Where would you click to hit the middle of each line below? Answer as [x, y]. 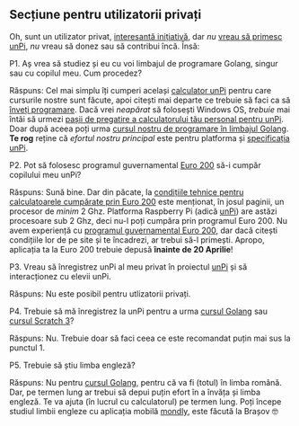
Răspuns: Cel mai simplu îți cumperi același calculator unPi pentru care [141, 90]
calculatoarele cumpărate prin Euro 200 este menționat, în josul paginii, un [147, 201]
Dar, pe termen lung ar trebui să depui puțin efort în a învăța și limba [135, 392]
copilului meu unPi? [45, 174]
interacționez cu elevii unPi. [60, 276]
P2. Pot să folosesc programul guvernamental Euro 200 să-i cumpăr [136, 164]
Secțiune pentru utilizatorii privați [106, 15]
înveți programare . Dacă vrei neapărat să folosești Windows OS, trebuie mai [149, 109]
